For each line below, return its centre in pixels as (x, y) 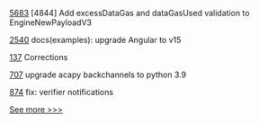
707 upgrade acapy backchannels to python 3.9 (98, 75)
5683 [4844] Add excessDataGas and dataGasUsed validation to (129, 13)
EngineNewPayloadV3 (51, 22)
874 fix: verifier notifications (62, 92)
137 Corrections (39, 57)
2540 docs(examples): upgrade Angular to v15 (95, 40)
